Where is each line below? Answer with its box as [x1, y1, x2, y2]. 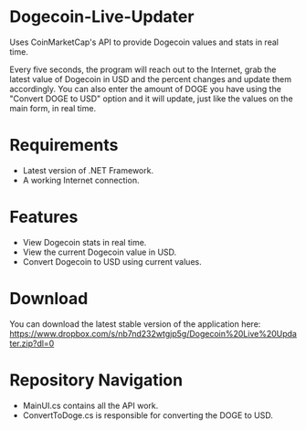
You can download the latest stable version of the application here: [9, 318, 261, 330]
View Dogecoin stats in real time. [22, 236, 147, 247]
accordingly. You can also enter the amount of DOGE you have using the [9, 83, 281, 94]
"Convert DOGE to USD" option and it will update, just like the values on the [9, 93, 294, 104]
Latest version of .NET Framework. [22, 164, 153, 175]
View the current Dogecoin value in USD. [22, 246, 177, 257]
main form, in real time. [9, 102, 97, 113]
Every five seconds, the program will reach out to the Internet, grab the [9, 64, 277, 75]
